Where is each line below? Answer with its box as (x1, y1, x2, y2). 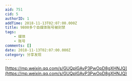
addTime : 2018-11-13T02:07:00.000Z (5, 20, 77, 26)
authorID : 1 (5, 16, 29, 21)
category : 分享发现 (5, 52, 42, 57)
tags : (5, 30, 16, 34)
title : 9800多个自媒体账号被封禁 (5, 25, 66, 30)
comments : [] (5, 43, 32, 48)
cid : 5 (5, 12, 19, 16)
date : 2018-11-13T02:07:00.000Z (5, 48, 71, 52)
